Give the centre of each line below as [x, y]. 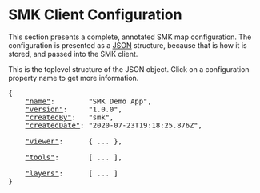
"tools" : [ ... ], [74, 157]
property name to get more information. [74, 78]
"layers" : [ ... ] [72, 173]
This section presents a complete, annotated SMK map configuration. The [130, 37]
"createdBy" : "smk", [70, 117]
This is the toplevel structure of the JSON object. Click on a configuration [129, 69]
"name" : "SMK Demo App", [88, 101]
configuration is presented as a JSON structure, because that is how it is [128, 45]
